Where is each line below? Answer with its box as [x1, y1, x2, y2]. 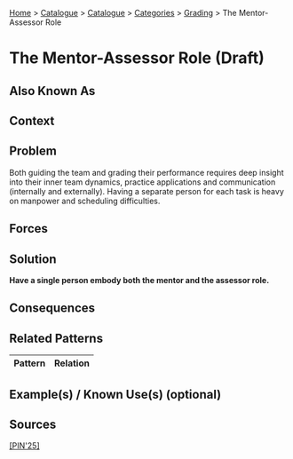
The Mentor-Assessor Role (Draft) [9, 48, 265, 68]
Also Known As [9, 83, 96, 99]
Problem [9, 144, 58, 159]
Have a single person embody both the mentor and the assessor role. [9, 274, 270, 285]
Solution [9, 251, 57, 266]
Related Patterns [9, 330, 104, 345]
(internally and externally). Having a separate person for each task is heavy [9, 186, 284, 196]
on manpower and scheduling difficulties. [9, 195, 161, 206]
